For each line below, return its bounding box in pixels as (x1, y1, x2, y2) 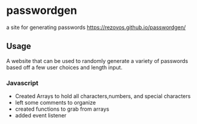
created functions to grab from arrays (15, 105, 110, 113)
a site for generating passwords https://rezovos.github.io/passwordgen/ (6, 24, 186, 31)
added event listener (15, 112, 67, 119)
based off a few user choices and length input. (6, 64, 123, 71)
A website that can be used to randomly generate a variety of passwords (6, 57, 189, 64)
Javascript (6, 79, 39, 87)
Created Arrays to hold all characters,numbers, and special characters (15, 93, 191, 100)
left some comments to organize (15, 99, 96, 106)
